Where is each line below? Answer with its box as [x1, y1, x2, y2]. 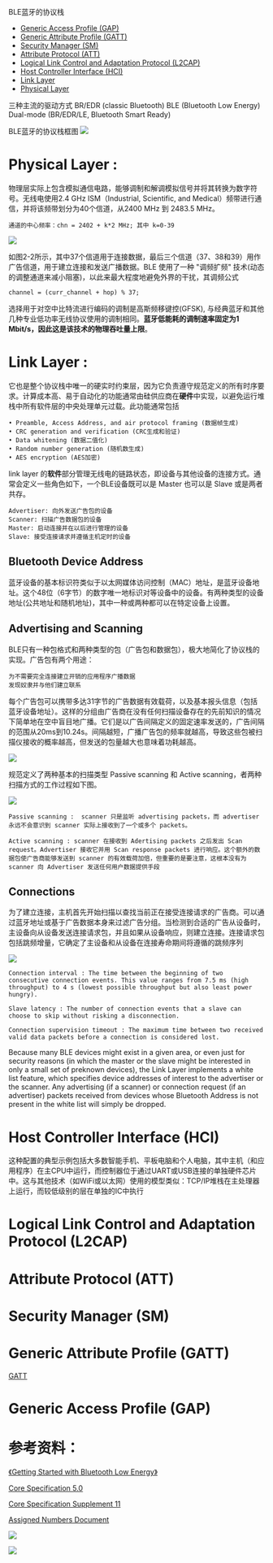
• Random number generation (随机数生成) [8, 445, 145, 453]
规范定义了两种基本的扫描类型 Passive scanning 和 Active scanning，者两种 [8, 769, 262, 779]
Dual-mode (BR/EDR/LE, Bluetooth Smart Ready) [8, 110, 171, 119]
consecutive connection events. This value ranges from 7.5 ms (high [8, 976, 249, 985]
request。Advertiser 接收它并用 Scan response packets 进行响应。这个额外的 [8, 845, 254, 853]
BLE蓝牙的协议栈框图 [8, 127, 79, 136]
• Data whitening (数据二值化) [8, 436, 108, 445]
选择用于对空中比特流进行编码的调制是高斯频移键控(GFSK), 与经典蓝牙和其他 [8, 303, 265, 313]
